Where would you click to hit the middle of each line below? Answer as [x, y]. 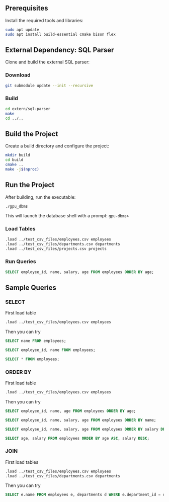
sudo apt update [22, 30]
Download [18, 75]
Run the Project [30, 185]
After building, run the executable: [40, 197]
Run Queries [21, 262]
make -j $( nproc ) [22, 169]
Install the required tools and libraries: [45, 20]
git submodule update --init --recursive [49, 86]
